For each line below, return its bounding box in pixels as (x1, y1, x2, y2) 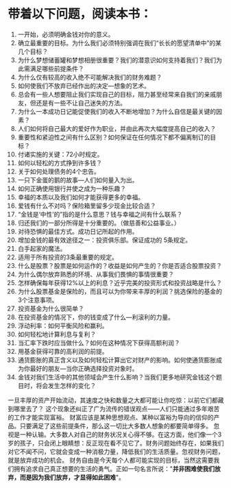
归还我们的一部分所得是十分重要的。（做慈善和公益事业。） (17, 219, 180, 227)
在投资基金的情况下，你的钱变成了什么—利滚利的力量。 (17, 313, 174, 321)
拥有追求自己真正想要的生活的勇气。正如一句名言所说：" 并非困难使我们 (13, 464, 215, 473)
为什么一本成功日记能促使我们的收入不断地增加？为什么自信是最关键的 (17, 107, 217, 115)
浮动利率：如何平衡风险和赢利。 (17, 321, 108, 330)
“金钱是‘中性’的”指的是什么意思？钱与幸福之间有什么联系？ (17, 210, 183, 218)
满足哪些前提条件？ (29, 64, 84, 73)
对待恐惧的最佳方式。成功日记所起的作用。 (17, 227, 138, 235)
